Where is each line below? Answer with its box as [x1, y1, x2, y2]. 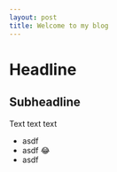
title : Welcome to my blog [9, 21, 109, 30]
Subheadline [9, 95, 82, 110]
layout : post [9, 12, 58, 22]
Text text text [9, 118, 58, 129]
